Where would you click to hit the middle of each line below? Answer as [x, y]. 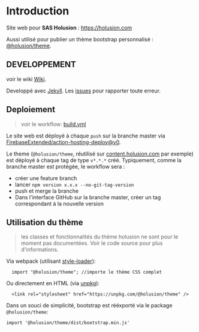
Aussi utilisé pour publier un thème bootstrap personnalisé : [80, 39]
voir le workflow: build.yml [53, 124]
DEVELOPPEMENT [41, 65]
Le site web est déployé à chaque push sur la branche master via [86, 136]
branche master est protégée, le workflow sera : [66, 166]
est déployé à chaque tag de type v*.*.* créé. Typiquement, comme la [94, 160]
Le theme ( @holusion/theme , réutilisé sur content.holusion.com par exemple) [100, 154]
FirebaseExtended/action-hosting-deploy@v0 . [64, 142]
